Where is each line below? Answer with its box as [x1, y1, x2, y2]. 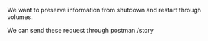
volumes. [7, 13, 33, 21]
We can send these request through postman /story [7, 27, 154, 34]
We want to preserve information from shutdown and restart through [7, 6, 202, 14]
